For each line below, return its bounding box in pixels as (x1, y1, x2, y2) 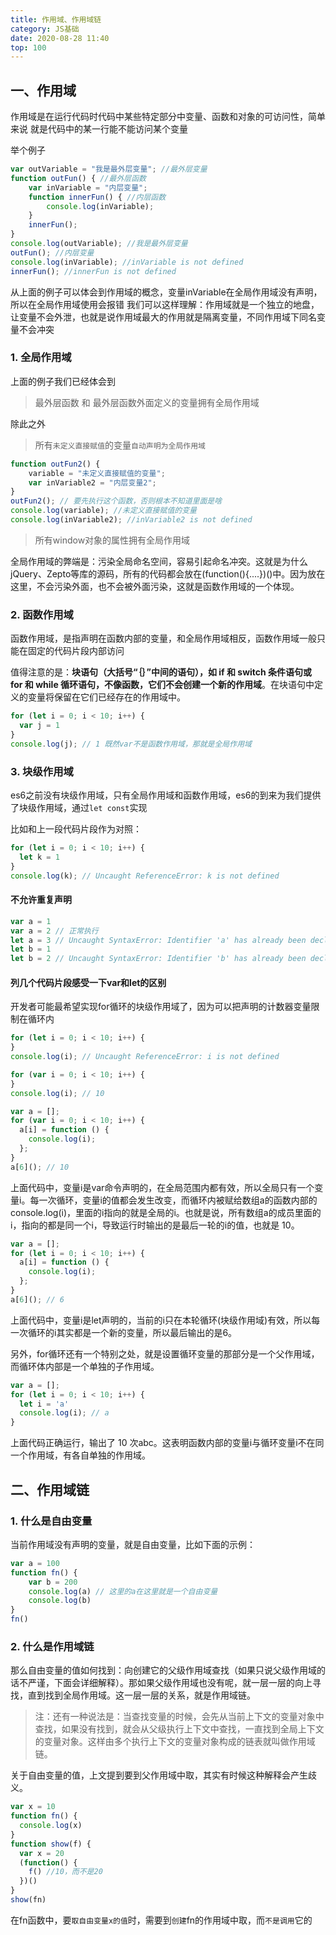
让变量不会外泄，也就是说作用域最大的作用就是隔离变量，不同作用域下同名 (10, 311, 317, 323)
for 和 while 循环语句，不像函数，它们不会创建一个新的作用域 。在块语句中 (10, 679, 315, 691)
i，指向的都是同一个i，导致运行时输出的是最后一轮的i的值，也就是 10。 (10, 1219, 300, 1231)
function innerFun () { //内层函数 (28, 192, 167, 202)
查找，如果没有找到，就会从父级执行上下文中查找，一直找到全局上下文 (34, 1723, 325, 1735)
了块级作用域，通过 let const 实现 (10, 802, 148, 814)
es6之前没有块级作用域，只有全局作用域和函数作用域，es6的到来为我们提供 (10, 789, 322, 801)
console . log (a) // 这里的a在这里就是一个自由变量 (28, 1586, 218, 1596)
